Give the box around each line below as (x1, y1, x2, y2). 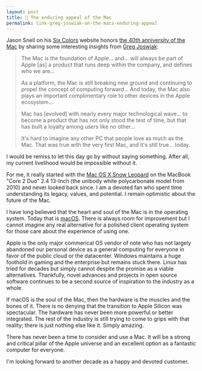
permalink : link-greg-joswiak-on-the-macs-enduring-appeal (6, 20, 158, 26)
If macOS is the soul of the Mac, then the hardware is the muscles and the (6, 296, 191, 303)
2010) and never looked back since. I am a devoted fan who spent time (6, 184, 182, 191)
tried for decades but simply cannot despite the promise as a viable (6, 265, 174, 273)
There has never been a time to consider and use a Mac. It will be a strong (6, 334, 191, 341)
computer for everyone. (6, 346, 65, 353)
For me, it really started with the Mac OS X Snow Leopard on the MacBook (6, 171, 191, 178)
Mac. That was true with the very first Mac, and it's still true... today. (21, 141, 191, 149)
